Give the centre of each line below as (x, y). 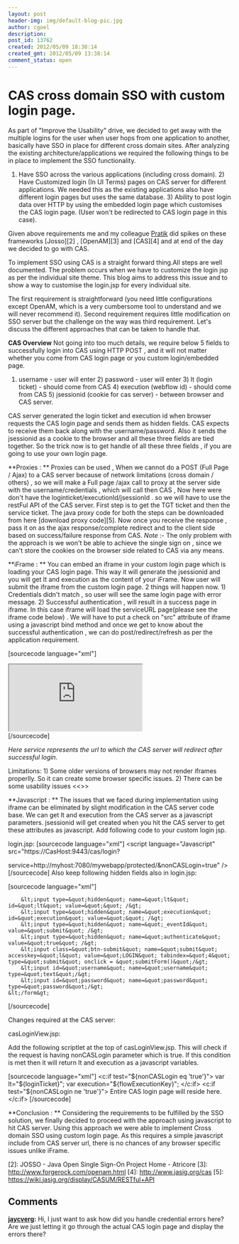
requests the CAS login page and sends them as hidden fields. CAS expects (119, 423)
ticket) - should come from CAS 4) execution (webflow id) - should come (125, 387)
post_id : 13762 (30, 41)
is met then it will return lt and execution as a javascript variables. (104, 1062)
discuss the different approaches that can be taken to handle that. (104, 329)
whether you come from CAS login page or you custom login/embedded (113, 358)
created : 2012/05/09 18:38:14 (53, 47)
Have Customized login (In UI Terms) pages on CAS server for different (122, 181)
